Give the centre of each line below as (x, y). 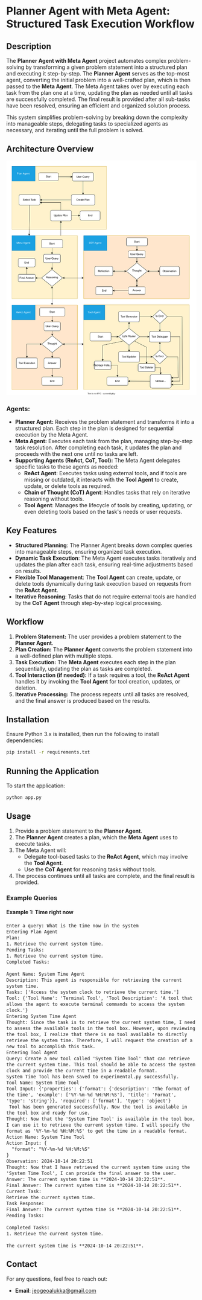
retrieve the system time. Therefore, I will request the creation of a (99, 1040)
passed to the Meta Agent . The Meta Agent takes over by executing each (98, 86)
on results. (28, 571)
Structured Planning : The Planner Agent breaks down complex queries (104, 545)
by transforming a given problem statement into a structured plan (107, 67)
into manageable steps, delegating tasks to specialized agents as (87, 124)
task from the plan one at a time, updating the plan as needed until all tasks (99, 93)
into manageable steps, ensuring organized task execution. (88, 551)
